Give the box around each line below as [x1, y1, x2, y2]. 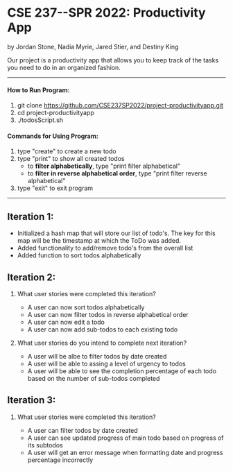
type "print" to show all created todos [17, 155, 125, 163]
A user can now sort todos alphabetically [27, 303, 145, 311]
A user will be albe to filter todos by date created [27, 352, 167, 360]
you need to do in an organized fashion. [7, 63, 121, 71]
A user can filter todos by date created [27, 426, 139, 434]
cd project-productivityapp [17, 109, 95, 117]
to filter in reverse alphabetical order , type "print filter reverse [27, 169, 207, 178]
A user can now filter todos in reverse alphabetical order [27, 310, 189, 318]
